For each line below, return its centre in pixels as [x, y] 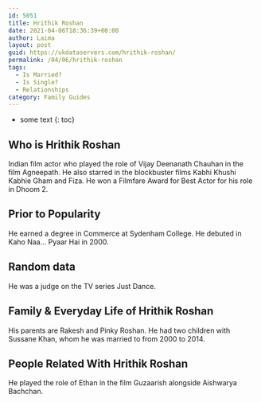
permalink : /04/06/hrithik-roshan [66, 60]
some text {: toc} [47, 119]
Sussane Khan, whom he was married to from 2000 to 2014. [107, 338]
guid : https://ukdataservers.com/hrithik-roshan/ [92, 53]
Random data [42, 267]
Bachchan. [26, 392]
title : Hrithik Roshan [46, 23]
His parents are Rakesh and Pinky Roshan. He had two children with [119, 330]
